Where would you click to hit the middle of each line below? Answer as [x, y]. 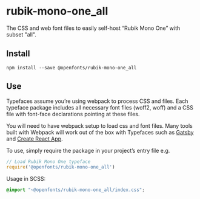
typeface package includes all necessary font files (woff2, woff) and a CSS [100, 107]
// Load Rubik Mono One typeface [48, 162]
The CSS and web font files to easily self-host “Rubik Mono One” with [93, 28]
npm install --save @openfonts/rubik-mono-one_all [72, 68]
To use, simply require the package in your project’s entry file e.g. [88, 150]
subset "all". [21, 34]
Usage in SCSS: [26, 179]
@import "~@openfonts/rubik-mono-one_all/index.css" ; [76, 190]
